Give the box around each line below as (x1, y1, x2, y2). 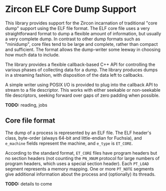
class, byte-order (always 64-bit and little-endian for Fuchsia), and (5, 135, 142, 141)
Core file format (5, 116, 55, 125)
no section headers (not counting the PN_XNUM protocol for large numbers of (5, 155, 160, 161)
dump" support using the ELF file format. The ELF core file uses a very (5, 25, 150, 31)
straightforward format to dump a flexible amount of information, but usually (5, 30, 162, 36)
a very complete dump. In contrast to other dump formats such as (5, 36, 141, 42)
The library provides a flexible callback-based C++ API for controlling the (5, 61, 156, 67)
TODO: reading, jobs (5, 102, 47, 108)
